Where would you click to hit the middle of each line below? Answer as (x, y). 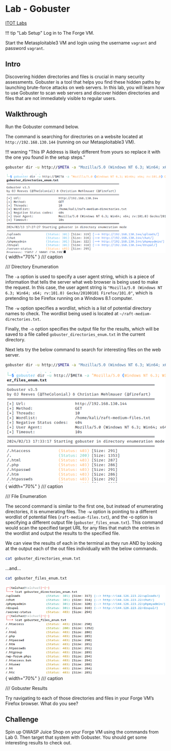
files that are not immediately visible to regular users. (61, 98)
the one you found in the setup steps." (45, 157)
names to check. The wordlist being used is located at (62, 313)
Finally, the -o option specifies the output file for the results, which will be (82, 329)
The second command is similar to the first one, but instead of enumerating (84, 506)
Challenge (22, 720)
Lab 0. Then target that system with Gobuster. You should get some (76, 737)
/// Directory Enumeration (32, 266)
